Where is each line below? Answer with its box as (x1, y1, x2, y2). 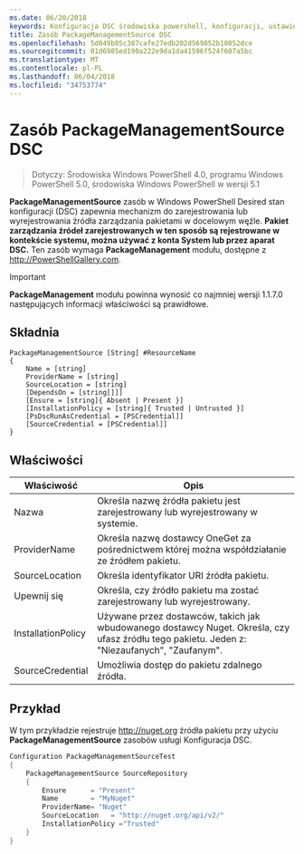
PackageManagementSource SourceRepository (25, 769, 188, 778)
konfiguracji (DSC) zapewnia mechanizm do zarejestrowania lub (9, 206, 249, 216)
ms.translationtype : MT (9, 55, 100, 64)
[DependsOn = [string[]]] (25, 389, 124, 398)
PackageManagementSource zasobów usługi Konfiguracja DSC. (9, 734, 252, 745)
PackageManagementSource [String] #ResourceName (9, 349, 196, 358)
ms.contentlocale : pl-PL (9, 64, 103, 73)
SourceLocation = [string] (25, 380, 128, 389)
